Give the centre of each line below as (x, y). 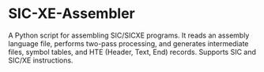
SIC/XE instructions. (41, 60)
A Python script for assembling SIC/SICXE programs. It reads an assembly (129, 35)
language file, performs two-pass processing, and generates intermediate (128, 43)
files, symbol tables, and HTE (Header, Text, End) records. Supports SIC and (132, 52)
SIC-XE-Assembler (72, 14)
